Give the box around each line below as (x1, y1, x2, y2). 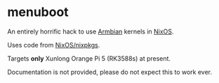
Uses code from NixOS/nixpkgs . (7, 40, 100, 49)
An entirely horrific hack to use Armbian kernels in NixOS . (7, 27, 174, 36)
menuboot (7, 4, 69, 20)
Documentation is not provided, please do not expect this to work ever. (7, 68, 213, 76)
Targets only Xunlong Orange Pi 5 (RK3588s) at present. (7, 54, 171, 63)
